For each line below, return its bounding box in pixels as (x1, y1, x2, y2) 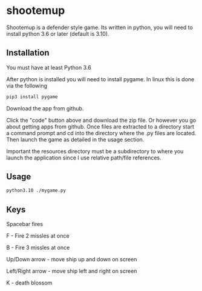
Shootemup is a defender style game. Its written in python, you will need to (6, 24, 194, 31)
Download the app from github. (6, 104, 84, 112)
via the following (6, 82, 47, 89)
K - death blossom (6, 279, 53, 287)
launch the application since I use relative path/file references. (6, 154, 161, 161)
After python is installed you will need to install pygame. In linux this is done (6, 75, 195, 82)
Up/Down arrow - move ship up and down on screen (6, 256, 137, 263)
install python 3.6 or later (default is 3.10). (6, 30, 109, 37)
